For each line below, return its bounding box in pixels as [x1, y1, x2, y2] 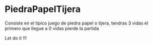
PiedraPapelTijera [5, 3, 81, 15]
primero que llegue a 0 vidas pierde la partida [5, 25, 99, 31]
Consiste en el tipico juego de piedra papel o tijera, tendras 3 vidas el [5, 20, 148, 26]
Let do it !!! [5, 35, 27, 41]
